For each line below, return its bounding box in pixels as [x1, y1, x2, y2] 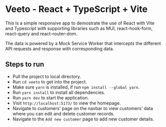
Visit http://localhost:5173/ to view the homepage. [12, 100, 121, 106]
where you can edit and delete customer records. [12, 110, 115, 116]
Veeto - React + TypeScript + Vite [5, 3, 148, 15]
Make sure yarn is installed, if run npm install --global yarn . [12, 84, 140, 90]
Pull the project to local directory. [12, 73, 81, 79]
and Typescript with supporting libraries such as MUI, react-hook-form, [5, 25, 153, 31]
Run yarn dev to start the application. [12, 94, 89, 100]
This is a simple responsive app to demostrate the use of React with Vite [5, 20, 154, 26]
